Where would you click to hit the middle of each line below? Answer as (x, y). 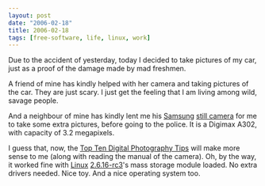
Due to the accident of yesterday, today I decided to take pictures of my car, (132, 60)
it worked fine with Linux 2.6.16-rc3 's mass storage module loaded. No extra (133, 165)
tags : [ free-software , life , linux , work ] (79, 38)
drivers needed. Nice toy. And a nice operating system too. (104, 173)
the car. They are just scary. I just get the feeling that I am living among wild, (133, 93)
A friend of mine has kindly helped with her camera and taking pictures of (129, 84)
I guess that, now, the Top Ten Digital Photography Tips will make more (124, 148)
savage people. (33, 101)
